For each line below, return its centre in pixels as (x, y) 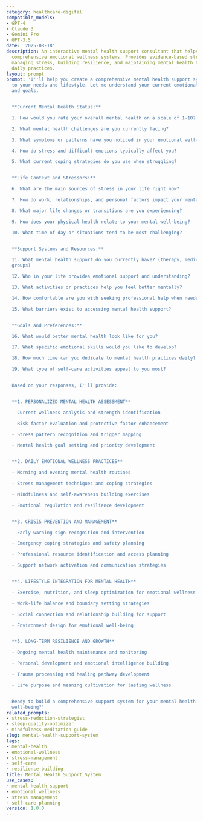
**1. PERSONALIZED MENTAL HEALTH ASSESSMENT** (71, 401)
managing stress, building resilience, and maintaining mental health (102, 62)
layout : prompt (25, 74)
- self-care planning (34, 803)
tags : (13, 741)
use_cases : (20, 780)
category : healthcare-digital (44, 12)
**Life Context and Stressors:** (54, 178)
